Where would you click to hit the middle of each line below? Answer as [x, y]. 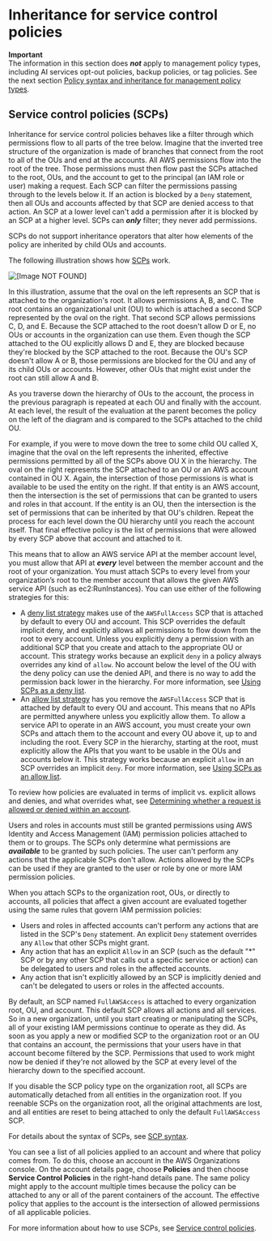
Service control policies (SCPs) [89, 115]
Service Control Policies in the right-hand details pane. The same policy [130, 1178]
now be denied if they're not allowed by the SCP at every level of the [123, 1061]
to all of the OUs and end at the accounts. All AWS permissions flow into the [135, 160]
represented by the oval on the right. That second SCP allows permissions [132, 317]
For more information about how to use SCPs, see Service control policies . [133, 1228]
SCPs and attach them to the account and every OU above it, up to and [138, 733]
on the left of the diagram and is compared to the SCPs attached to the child [136, 419]
